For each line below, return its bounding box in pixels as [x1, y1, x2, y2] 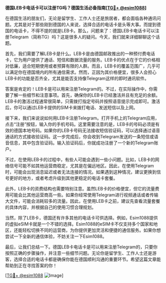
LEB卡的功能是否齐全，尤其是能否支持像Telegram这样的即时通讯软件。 [5, 75, 149, 81]
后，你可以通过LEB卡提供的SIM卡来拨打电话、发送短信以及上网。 [5, 105, 138, 111]
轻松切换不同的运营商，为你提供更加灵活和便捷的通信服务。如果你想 [22, 227, 161, 233]
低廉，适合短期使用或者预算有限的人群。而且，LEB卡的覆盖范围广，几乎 [9, 63, 156, 69]
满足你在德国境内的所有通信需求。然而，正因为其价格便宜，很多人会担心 [9, 69, 157, 75]
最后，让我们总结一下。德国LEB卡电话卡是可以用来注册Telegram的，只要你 [5, 244, 158, 250]
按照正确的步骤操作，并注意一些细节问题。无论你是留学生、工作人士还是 [5, 250, 152, 256]
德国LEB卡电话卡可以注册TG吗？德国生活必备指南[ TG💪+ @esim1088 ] [5, 5, 147, 10]
